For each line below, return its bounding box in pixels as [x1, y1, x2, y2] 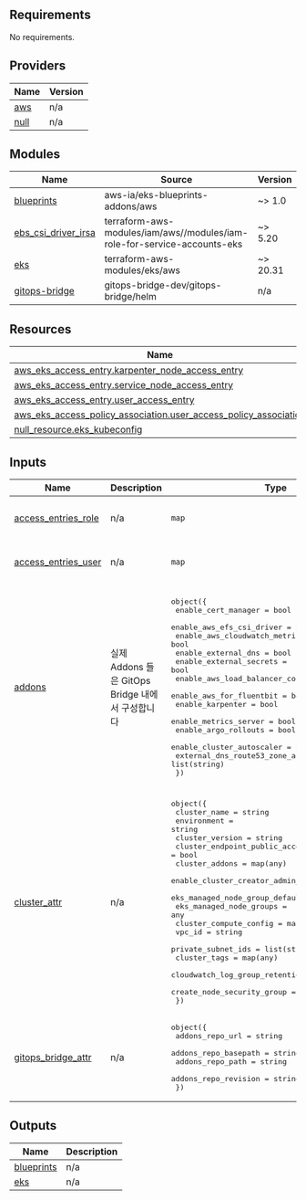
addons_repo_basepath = [170, 1048, 270, 1058]
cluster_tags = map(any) [175, 953, 279, 963]
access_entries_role [14, 511, 100, 524]
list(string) [170, 759, 225, 769]
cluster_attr [14, 896, 63, 909]
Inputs [9, 454, 47, 469]
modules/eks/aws [104, 264, 180, 277]
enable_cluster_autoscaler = [170, 742, 291, 752]
